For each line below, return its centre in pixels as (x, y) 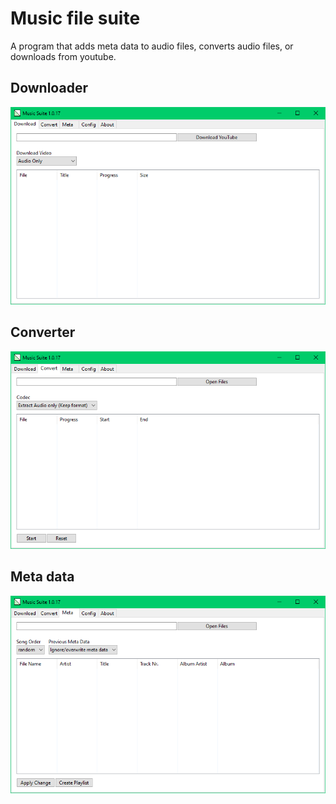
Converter (43, 332)
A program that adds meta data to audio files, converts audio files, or (152, 46)
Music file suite (75, 18)
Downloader (49, 88)
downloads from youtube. (63, 56)
